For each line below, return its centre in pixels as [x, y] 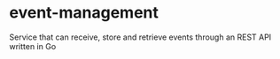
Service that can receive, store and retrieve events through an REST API [140, 37]
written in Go [33, 46]
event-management [84, 13]
